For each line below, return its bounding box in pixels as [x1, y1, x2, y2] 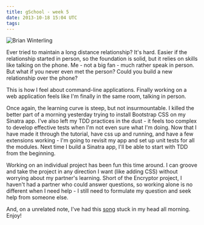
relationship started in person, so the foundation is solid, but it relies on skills [6, 55, 199, 63]
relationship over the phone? [6, 74, 78, 82]
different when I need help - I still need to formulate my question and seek [6, 187, 191, 195]
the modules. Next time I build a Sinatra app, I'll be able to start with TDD [6, 144, 188, 151]
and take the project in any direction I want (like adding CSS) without [6, 168, 178, 175]
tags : [6, 20, 20, 26]
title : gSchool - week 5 [6, 9, 69, 15]
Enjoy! [6, 212, 22, 220]
